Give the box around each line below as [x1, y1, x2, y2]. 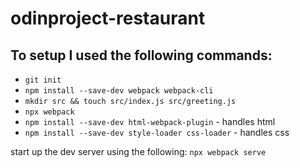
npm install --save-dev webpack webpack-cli [24, 86, 214, 96]
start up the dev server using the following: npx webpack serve [10, 146, 267, 157]
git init [24, 75, 62, 85]
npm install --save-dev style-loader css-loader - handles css [24, 127, 290, 138]
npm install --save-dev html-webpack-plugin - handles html [24, 116, 276, 127]
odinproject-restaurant [10, 7, 206, 30]
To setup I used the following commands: [10, 47, 273, 64]
